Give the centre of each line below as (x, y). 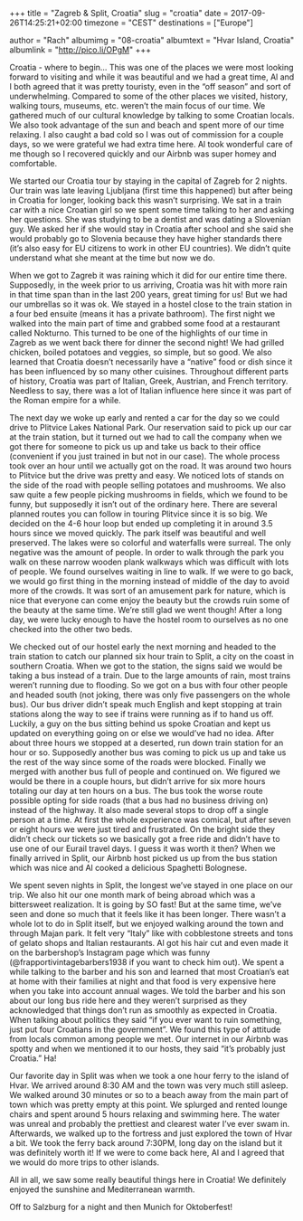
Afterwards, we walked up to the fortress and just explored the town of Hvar (151, 1133)
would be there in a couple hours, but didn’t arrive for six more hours (137, 781)
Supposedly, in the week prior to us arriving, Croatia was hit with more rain (148, 285)
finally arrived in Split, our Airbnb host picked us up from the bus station (143, 858)
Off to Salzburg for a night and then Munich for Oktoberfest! (121, 1207)
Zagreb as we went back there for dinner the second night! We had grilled (147, 342)
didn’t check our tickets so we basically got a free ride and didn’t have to (145, 839)
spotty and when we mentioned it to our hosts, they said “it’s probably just (147, 1049)
